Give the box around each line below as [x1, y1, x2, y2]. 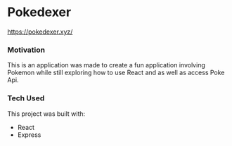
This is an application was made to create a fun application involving [7, 61, 205, 69]
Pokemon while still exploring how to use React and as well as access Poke [7, 68, 225, 77]
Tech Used [7, 93, 45, 103]
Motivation [7, 45, 46, 55]
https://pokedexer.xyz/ [7, 27, 73, 36]
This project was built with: [7, 109, 86, 118]
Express [17, 131, 41, 139]
